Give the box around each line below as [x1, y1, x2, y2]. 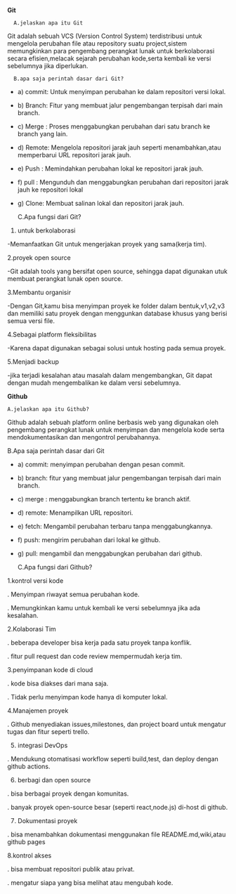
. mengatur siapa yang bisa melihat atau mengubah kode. [7, 879, 173, 887]
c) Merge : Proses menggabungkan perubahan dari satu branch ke [17, 122, 211, 131]
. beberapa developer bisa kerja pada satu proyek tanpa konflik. [7, 638, 192, 647]
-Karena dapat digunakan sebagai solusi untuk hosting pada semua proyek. [7, 344, 226, 352]
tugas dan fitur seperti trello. [7, 728, 90, 736]
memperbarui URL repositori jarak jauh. [17, 151, 131, 159]
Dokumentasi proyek [17, 817, 78, 824]
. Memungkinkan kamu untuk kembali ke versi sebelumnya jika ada [7, 604, 201, 612]
